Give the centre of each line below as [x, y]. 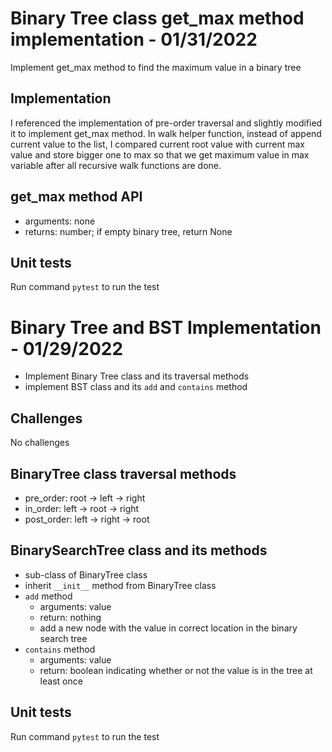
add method [48, 596]
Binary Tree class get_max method [157, 18]
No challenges [40, 443]
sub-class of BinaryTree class [86, 574]
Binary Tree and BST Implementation [166, 327]
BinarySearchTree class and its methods [139, 550]
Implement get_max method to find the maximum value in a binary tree [156, 67]
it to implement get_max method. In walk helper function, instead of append [166, 133]
